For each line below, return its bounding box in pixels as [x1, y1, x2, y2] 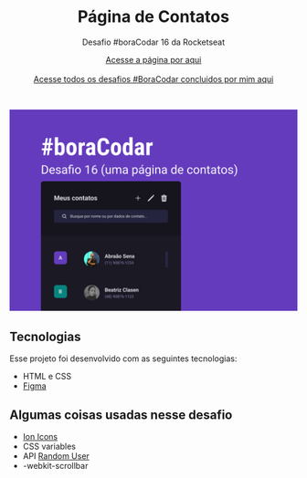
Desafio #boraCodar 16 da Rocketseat [81, 36, 226, 47]
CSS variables [22, 441, 76, 452]
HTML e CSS [22, 371, 72, 382]
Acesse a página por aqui [105, 54, 202, 65]
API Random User [22, 450, 90, 462]
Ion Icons [22, 431, 58, 442]
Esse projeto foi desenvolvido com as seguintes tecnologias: [9, 353, 238, 364]
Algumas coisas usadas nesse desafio [9, 407, 233, 422]
